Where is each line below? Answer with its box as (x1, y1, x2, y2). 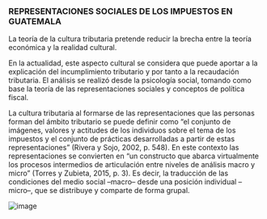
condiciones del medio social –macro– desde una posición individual (8, 177, 237, 187)
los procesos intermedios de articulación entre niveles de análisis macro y (8, 160, 256, 170)
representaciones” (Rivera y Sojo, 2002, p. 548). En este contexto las (8, 143, 239, 153)
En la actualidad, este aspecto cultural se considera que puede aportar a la (8, 58, 258, 68)
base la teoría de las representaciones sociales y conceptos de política (8, 84, 245, 94)
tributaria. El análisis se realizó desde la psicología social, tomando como (8, 75, 252, 86)
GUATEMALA (8, 15, 62, 27)
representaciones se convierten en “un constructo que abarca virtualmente (8, 151, 260, 161)
